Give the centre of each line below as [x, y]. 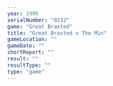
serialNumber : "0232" [38, 20]
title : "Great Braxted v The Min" [57, 33]
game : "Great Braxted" [40, 26]
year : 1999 [23, 14]
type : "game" [26, 71]
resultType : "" [29, 65]
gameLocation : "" [32, 40]
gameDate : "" [26, 46]
